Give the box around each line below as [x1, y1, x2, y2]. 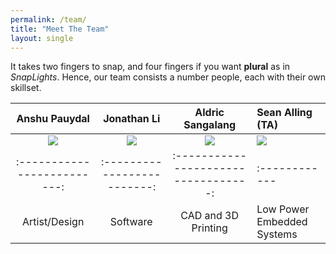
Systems [256, 227, 298, 241]
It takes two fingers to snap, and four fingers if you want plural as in [10, 61, 291, 73]
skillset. [10, 82, 42, 94]
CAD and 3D [180, 209, 240, 223]
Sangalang [183, 118, 237, 132]
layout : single [10, 33, 74, 43]
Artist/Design [22, 215, 85, 229]
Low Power [256, 202, 310, 216]
